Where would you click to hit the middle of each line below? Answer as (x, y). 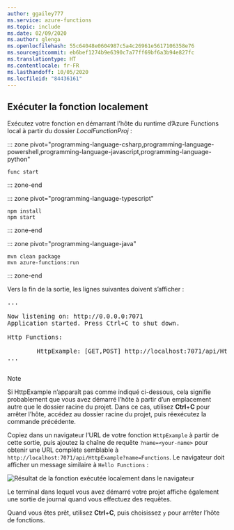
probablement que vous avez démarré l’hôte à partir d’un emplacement (109, 400)
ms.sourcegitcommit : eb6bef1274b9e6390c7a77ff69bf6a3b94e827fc (101, 53)
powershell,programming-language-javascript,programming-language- (109, 152)
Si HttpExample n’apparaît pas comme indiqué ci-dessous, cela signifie (109, 392)
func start (23, 172)
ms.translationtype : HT (42, 59)
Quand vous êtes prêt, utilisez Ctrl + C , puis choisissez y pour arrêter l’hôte (114, 513)
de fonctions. (26, 520)
